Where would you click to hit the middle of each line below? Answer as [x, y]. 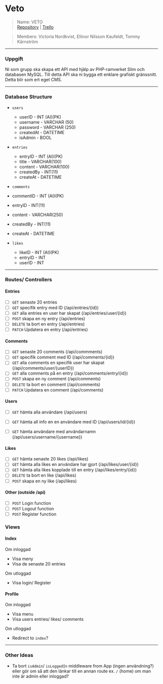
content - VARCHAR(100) [44, 167]
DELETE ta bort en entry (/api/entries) [48, 324]
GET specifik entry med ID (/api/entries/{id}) [55, 308]
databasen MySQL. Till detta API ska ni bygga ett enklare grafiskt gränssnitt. [81, 75]
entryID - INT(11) [28, 205]
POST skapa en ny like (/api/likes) [44, 481]
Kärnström [27, 41]
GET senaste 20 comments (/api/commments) [57, 352]
